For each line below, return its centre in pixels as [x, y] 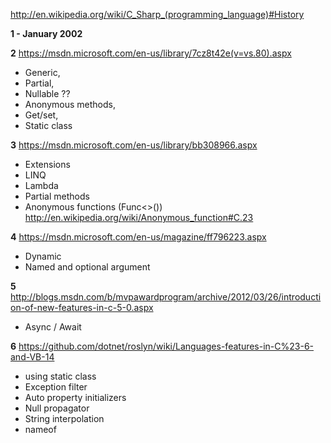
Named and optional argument [87, 267]
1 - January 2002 [46, 33]
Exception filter [56, 387]
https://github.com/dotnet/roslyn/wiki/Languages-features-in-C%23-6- [166, 346]
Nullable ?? [47, 93]
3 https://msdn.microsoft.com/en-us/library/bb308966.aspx [134, 145]
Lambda [41, 185]
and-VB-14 [32, 357]
